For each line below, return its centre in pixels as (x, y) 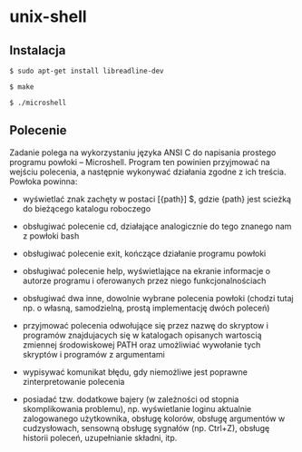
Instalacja (38, 50)
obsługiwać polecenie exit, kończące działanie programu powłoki (144, 253)
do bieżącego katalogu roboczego (87, 208)
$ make (22, 87)
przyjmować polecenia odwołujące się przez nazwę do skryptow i (146, 325)
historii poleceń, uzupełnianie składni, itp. (100, 437)
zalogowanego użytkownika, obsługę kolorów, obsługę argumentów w (154, 418)
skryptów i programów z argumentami (93, 354)
